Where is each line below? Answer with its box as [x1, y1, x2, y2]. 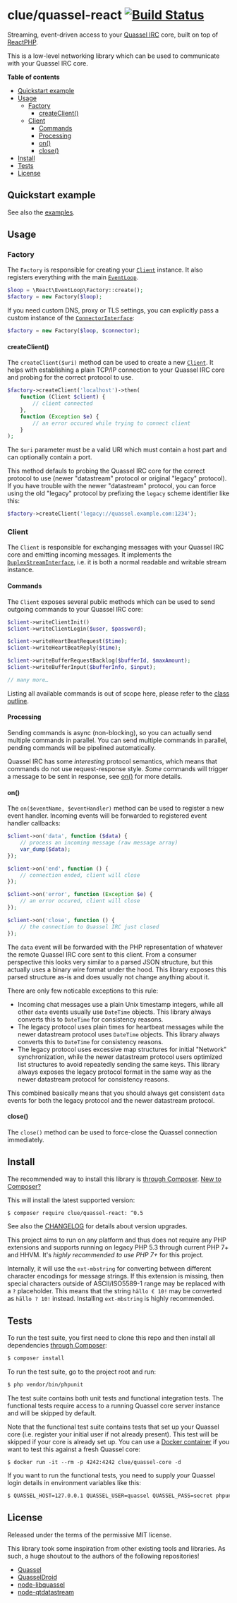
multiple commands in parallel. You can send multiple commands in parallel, [7, 736, 228, 744]
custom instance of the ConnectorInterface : [7, 314, 135, 322]
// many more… [7, 676, 49, 684]
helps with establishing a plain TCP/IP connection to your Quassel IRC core [7, 365, 225, 374]
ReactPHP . [7, 37, 39, 46]
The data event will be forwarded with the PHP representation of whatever [7, 943, 224, 951]
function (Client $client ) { [20, 394, 106, 401]
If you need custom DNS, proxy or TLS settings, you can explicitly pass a [7, 306, 219, 315]
